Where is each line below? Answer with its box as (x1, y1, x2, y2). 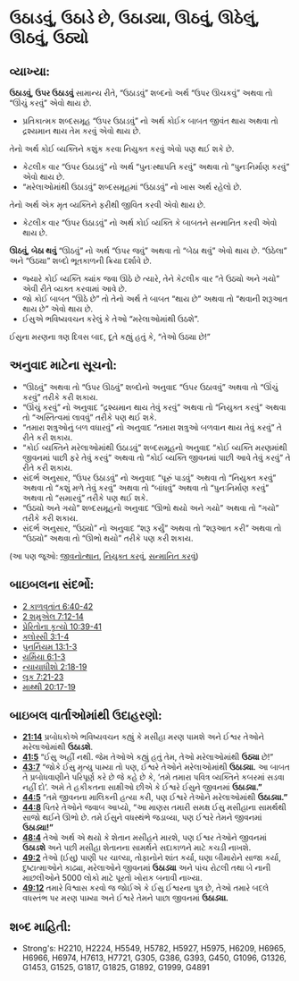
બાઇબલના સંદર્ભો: (9, 577, 95, 593)
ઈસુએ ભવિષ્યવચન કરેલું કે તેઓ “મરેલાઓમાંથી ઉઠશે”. (21, 313, 200, 324)
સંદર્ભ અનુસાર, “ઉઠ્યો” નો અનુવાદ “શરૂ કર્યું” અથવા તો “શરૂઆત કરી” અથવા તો (21, 523, 282, 533)
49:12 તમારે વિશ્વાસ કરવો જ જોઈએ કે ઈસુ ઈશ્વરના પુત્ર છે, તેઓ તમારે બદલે (21, 883, 270, 893)
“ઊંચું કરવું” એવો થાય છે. (9, 98, 92, 108)
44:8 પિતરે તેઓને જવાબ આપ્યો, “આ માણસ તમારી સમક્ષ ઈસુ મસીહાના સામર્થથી (21, 802, 287, 813)
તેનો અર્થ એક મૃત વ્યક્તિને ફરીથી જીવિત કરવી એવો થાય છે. (9, 200, 206, 209)
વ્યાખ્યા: (9, 64, 51, 79)
